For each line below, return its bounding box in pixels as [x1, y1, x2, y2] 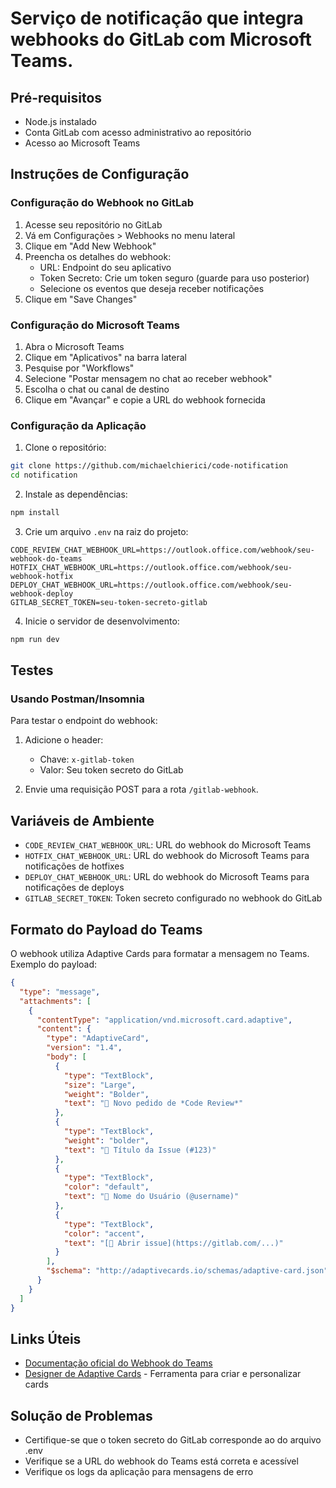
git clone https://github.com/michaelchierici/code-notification [10, 461, 288, 471]
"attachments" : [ [19, 996, 92, 1006]
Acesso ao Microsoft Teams [24, 137, 141, 149]
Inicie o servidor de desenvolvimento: [24, 615, 180, 627]
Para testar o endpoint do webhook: [10, 715, 158, 727]
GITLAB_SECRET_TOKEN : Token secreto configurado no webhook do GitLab [24, 892, 323, 904]
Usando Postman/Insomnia [10, 692, 145, 706]
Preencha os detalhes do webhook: [24, 250, 172, 262]
